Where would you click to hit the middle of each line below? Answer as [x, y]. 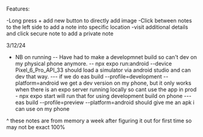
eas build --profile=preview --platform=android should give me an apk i [105, 102]
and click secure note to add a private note [60, 33]
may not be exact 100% [36, 127]
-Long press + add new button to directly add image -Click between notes [99, 20]
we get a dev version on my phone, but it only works [126, 83]
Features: [18, 9]
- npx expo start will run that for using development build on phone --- [103, 96]
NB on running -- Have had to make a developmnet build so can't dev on [106, 57]
